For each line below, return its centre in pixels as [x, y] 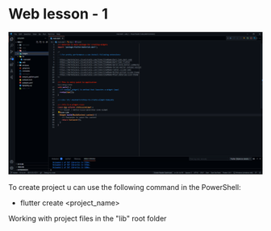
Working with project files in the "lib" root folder [88, 218]
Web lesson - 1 [58, 14]
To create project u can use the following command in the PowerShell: [125, 187]
